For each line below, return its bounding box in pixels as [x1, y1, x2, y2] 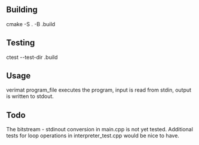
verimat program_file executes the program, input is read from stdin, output [6, 86, 192, 94]
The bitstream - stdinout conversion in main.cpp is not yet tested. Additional [6, 126, 193, 133]
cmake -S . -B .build [6, 20, 56, 27]
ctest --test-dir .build [6, 53, 58, 61]
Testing [6, 38, 35, 48]
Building [6, 5, 38, 15]
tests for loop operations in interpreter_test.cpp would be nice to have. [6, 132, 179, 139]
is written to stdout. [6, 93, 54, 100]
